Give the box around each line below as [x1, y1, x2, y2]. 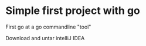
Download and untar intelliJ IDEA [5, 34, 85, 41]
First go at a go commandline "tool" [5, 23, 91, 30]
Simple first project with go [5, 4, 140, 17]
